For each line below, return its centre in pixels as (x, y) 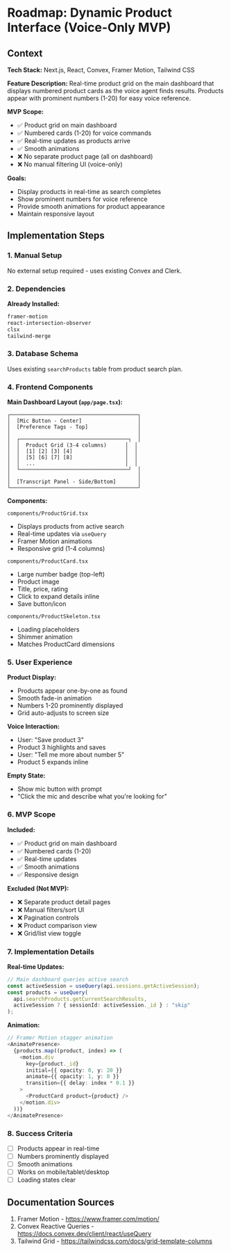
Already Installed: (34, 303)
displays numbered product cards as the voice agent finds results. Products (115, 91)
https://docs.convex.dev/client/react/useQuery (84, 1234)
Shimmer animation (45, 637)
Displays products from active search (71, 527)
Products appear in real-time (58, 1148)
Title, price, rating (42, 589)
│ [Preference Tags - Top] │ (74, 427)
